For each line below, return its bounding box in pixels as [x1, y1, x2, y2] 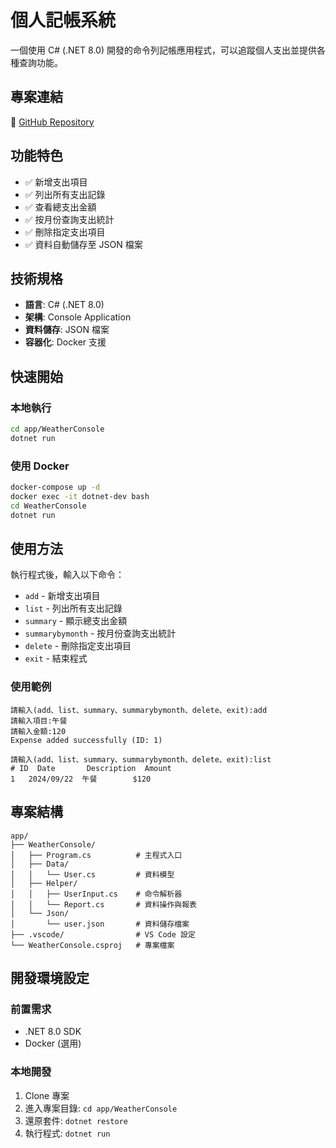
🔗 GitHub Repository [10, 116, 95, 128]
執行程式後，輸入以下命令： [10, 569, 125, 581]
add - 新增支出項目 [24, 590, 101, 602]
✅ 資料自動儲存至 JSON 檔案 [24, 238, 143, 250]
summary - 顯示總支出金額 [24, 615, 128, 627]
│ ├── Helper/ [10, 878, 78, 888]
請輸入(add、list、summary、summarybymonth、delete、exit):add [10, 705, 268, 715]
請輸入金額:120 [10, 726, 67, 736]
